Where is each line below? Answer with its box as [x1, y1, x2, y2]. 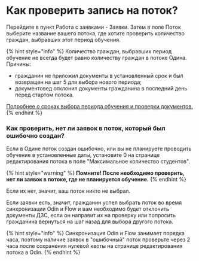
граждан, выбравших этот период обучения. [6, 36, 121, 43]
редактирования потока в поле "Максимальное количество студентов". [6, 158, 190, 165]
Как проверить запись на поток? [6, 4, 178, 17]
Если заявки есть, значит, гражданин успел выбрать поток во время [6, 199, 182, 207]
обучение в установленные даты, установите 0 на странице [6, 151, 160, 159]
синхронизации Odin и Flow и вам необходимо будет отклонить [6, 205, 169, 213]
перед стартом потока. [14, 91, 74, 98]
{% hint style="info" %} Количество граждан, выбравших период [6, 47, 172, 54]
